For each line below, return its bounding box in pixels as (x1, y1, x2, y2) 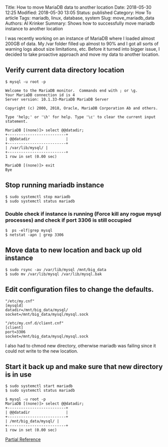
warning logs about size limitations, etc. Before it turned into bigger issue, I (5, 46, 160, 52)
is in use (5, 370, 32, 379)
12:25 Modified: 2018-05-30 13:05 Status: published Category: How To (5, 10, 151, 16)
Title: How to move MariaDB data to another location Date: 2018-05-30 (5, 5, 152, 10)
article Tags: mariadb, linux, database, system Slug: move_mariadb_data (5, 15, 154, 21)
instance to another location (5, 26, 63, 32)
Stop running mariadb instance (5, 181, 104, 190)
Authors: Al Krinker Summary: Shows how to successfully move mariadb (5, 20, 155, 26)
